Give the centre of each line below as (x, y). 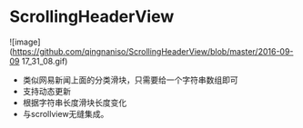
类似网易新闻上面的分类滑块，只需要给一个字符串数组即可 (130, 80)
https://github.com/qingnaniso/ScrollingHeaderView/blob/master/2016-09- (153, 51)
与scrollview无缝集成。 (66, 113)
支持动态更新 (46, 91)
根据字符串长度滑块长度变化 (75, 103)
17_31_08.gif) (45, 61)
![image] (25, 42)
